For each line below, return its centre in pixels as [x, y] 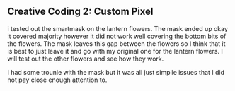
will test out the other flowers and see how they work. [86, 59]
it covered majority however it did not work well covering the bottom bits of [117, 36]
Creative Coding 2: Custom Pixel [80, 12]
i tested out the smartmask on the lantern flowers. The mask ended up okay [118, 28]
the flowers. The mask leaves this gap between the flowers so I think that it [116, 43]
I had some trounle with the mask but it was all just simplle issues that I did [116, 72]
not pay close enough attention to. [57, 80]
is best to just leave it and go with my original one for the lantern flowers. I [115, 51]
